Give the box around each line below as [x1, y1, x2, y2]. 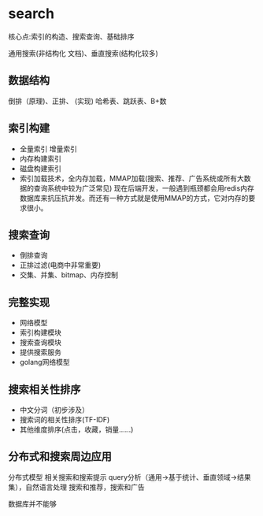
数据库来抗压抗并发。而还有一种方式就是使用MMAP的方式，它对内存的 [19, 193, 249, 202]
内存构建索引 [19, 154, 61, 163]
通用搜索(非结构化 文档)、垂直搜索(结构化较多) [8, 48, 159, 58]
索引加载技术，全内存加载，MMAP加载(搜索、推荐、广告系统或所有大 [19, 173, 244, 183]
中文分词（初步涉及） [19, 405, 89, 414]
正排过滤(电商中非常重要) [19, 261, 102, 270]
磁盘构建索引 [19, 163, 61, 173]
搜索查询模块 [19, 338, 61, 347]
